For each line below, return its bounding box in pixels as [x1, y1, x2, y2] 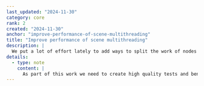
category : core [6, 15, 45, 21]
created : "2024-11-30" [6, 25, 64, 32]
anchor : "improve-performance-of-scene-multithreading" [6, 31, 151, 38]
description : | [6, 43, 45, 49]
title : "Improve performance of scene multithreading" [6, 37, 148, 43]
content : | [17, 65, 45, 71]
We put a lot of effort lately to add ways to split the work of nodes [12, 48, 197, 55]
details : [6, 54, 29, 60]
